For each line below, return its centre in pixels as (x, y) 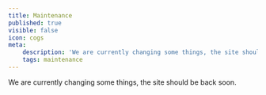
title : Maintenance (40, 15)
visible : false (33, 30)
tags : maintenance (53, 60)
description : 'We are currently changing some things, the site (131, 52)
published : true (35, 23)
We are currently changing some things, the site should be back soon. (122, 82)
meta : (17, 45)
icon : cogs (26, 38)
